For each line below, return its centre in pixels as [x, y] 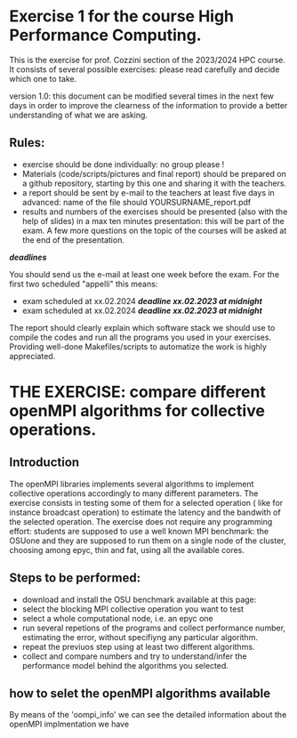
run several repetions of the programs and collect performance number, [154, 628]
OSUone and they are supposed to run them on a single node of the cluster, [148, 541]
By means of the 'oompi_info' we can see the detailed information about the [148, 715]
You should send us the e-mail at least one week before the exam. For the [144, 274]
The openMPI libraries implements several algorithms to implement [132, 484]
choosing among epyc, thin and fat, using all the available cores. [127, 549]
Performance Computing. [105, 35]
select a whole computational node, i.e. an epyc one [117, 618]
